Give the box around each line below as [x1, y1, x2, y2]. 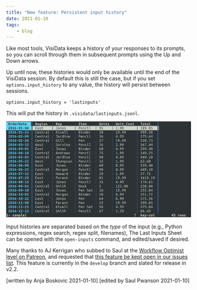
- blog [16, 28, 33, 34]
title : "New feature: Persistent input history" [6, 9, 127, 15]
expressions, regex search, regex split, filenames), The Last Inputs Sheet [6, 229, 182, 236]
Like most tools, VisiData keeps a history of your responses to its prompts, [6, 45, 186, 52]
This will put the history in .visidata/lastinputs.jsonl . [6, 110, 140, 117]
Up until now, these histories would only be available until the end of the [6, 69, 180, 76]
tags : [6, 22, 19, 28]
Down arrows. [6, 58, 40, 65]
